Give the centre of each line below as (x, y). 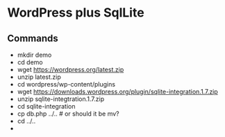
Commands (33, 38)
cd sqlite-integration (46, 106)
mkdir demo (34, 55)
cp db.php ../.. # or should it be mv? (68, 113)
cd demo (30, 62)
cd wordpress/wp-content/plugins (66, 84)
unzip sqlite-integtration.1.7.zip (61, 99)
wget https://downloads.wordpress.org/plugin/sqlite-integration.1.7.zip (118, 92)
